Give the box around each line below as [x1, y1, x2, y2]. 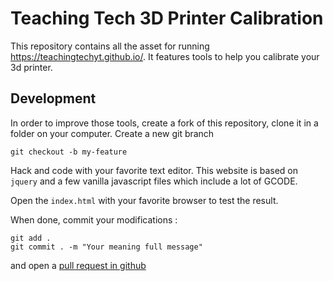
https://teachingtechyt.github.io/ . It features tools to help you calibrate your [10, 50, 320, 62]
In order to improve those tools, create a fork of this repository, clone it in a [10, 117, 319, 129]
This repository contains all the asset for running [10, 40, 210, 52]
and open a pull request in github [10, 259, 147, 271]
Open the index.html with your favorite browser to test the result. [10, 194, 279, 206]
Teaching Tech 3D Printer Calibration [10, 7, 324, 30]
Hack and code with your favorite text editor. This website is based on [10, 164, 299, 176]
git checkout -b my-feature [10, 147, 128, 157]
